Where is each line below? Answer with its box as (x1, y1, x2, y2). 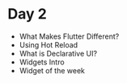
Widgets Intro (19, 57, 66, 67)
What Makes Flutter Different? (19, 31, 120, 41)
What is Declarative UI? (19, 48, 98, 58)
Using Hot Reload (19, 39, 78, 49)
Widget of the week (19, 65, 86, 75)
